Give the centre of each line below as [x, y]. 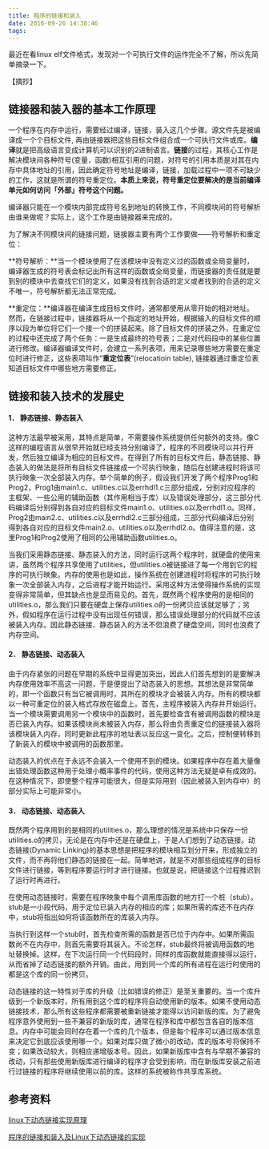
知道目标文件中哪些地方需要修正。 [64, 369]
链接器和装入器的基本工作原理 [82, 109]
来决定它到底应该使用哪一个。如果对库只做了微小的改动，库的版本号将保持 [131, 1042]
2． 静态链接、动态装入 [47, 655]
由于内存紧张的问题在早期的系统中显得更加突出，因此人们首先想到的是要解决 [134, 673]
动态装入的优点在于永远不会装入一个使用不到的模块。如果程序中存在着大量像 [134, 760]
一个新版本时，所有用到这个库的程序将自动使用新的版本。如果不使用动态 [141, 1002]
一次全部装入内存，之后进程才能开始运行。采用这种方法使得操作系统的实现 [138, 584]
